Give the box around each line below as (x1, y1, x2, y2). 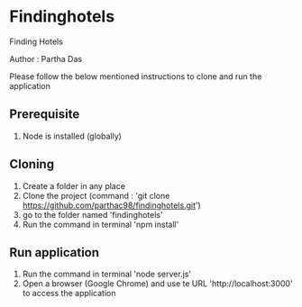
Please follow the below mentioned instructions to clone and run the (9, 70, 262, 82)
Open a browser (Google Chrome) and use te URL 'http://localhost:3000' (22, 278, 293, 289)
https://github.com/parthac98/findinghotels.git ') (22, 200, 201, 211)
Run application (9, 245, 100, 260)
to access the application (22, 288, 116, 299)
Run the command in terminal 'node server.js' (22, 268, 192, 280)
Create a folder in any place (22, 180, 126, 191)
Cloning (9, 157, 55, 172)
